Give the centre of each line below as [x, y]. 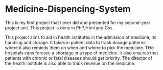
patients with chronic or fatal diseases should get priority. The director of [79, 58]
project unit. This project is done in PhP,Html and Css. [59, 27]
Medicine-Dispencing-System [68, 9]
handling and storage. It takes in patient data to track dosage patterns [75, 42]
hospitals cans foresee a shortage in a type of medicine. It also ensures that [81, 53]
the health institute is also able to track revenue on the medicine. [70, 63]
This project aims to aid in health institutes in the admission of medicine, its [81, 37]
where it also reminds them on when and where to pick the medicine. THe [80, 47]
